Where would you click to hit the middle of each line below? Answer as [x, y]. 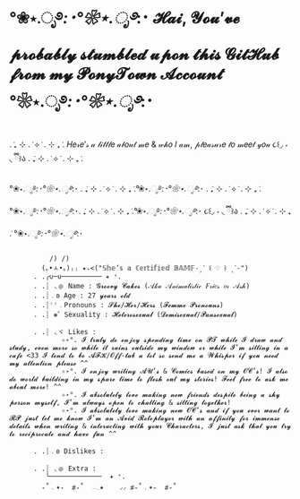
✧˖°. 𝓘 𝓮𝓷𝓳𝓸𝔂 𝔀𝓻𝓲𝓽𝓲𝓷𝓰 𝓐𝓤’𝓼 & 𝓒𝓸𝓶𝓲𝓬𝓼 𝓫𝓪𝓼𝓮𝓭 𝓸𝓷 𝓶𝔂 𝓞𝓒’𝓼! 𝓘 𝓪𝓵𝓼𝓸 [175, 371]
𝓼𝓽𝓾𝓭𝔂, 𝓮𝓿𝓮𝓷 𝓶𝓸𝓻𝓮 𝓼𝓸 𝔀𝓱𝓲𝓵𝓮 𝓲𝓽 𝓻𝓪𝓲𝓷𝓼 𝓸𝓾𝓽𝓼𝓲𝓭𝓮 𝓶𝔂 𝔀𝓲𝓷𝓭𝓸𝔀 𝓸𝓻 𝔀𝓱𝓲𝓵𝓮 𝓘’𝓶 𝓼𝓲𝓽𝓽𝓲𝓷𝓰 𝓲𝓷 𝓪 [149, 348]
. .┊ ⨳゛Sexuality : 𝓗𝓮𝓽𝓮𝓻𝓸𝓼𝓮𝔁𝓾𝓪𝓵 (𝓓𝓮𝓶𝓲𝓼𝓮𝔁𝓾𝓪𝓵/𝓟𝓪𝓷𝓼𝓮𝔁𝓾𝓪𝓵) [135, 314]
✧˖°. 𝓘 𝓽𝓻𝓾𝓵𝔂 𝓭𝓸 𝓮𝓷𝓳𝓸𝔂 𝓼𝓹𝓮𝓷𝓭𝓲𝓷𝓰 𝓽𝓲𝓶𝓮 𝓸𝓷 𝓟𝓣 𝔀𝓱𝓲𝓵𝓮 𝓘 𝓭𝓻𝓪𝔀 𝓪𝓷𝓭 [172, 340]
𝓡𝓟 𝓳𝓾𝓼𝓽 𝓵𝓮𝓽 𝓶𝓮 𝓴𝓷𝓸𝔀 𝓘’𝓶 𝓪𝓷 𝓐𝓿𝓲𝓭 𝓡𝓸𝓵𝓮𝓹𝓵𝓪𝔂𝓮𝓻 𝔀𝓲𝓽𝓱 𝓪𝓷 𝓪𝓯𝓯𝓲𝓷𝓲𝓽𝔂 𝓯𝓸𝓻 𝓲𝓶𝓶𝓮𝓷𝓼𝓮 [145, 418]
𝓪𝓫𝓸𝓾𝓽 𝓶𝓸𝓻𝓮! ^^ [35, 387]
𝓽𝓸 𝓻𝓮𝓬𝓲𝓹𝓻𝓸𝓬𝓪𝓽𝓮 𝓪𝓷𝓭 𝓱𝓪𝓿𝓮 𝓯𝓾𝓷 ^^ [63, 434]
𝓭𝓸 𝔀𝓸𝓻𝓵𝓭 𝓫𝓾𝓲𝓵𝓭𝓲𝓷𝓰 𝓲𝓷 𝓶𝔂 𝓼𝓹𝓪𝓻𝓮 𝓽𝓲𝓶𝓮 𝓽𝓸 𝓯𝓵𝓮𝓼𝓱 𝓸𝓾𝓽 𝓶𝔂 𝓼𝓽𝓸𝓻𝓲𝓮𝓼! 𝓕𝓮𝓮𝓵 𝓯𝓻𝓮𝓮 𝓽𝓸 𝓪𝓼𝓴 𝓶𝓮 [149, 379]
